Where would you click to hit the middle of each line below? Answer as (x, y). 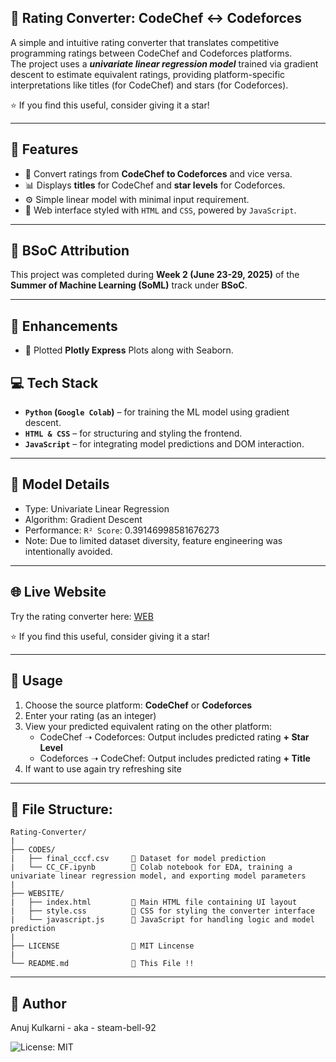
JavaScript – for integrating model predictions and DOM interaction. (164, 444)
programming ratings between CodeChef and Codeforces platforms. (151, 53)
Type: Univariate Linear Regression (97, 508)
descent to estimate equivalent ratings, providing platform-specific (148, 74)
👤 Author (38, 1003)
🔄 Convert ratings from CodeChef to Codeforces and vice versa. (158, 173)
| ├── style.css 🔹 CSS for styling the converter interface (162, 911)
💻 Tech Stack (54, 382)
